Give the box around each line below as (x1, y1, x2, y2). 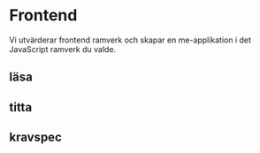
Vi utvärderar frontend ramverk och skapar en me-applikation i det (9, 34, 252, 45)
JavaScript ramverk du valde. (9, 43, 117, 54)
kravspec (9, 130, 62, 145)
